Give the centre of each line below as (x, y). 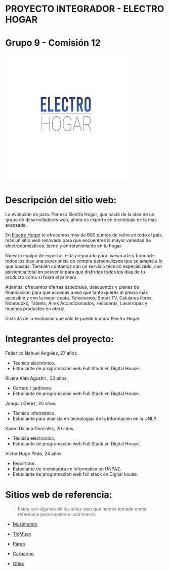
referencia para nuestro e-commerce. (57, 514)
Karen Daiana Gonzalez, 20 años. (40, 428)
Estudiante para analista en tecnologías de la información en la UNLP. (85, 418)
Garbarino (23, 553)
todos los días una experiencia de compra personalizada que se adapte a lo (84, 261)
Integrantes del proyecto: (59, 339)
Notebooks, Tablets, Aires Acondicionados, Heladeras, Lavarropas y (76, 304)
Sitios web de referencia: (59, 495)
